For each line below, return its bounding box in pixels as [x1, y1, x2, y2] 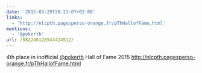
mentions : [6, 25, 31, 32]
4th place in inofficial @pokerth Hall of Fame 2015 [6, 54, 130, 60]
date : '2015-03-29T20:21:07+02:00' [6, 8, 96, 15]
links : [6, 14, 23, 21]
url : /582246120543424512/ [6, 37, 74, 43]
